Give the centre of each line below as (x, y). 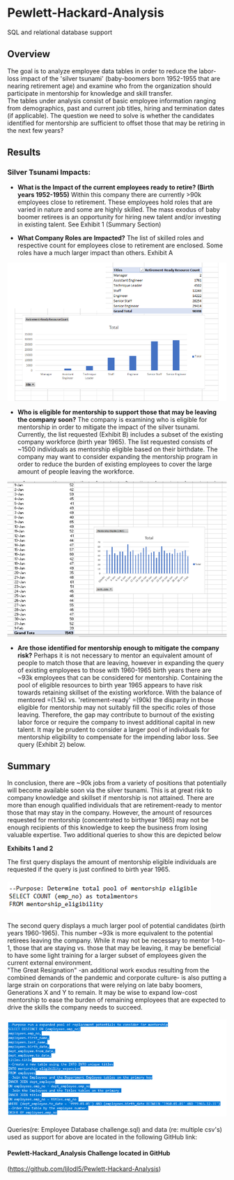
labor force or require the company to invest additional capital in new (116, 722)
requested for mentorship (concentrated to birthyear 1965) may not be (108, 820)
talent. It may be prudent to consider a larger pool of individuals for (114, 729)
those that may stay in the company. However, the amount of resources (110, 813)
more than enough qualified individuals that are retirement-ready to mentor (115, 806)
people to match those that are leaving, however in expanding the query (120, 662)
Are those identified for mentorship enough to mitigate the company (118, 648)
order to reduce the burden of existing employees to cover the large (115, 464)
